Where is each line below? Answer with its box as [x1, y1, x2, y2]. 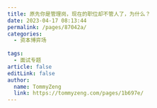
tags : [7, 50, 23, 58]
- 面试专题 [13, 57, 42, 64]
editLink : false [7, 70, 55, 77]
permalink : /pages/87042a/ [7, 23, 87, 31]
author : [7, 76, 30, 84]
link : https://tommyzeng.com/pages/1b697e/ [13, 90, 144, 97]
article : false [7, 63, 52, 70]
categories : [7, 30, 42, 38]
